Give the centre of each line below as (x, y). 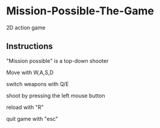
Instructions (29, 46)
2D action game (26, 28)
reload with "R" (25, 107)
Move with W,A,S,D (30, 72)
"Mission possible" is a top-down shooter (57, 60)
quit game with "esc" (32, 118)
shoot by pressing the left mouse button (56, 95)
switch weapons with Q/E (38, 84)
